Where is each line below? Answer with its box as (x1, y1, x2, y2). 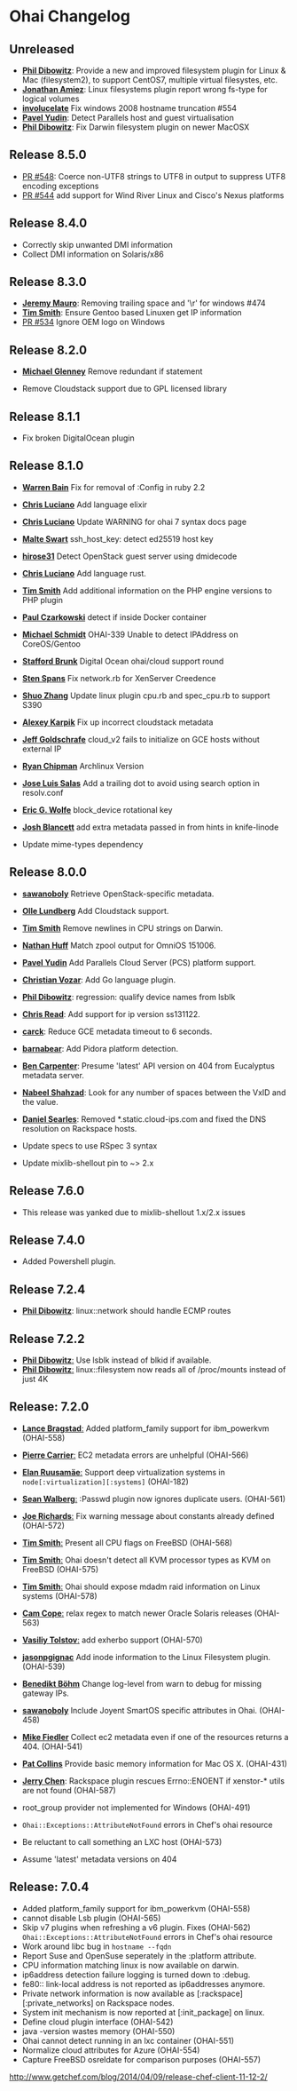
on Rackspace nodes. (95, 1997, 175, 2008)
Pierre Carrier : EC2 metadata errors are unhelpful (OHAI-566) (21, 1450, 249, 1460)
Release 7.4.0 (9, 1232, 86, 1247)
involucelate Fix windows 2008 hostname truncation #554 (21, 103, 238, 113)
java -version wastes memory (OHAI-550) (21, 2025, 176, 2036)
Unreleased (9, 42, 75, 57)
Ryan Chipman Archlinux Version (21, 760, 145, 771)
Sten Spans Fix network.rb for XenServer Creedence (21, 672, 216, 683)
